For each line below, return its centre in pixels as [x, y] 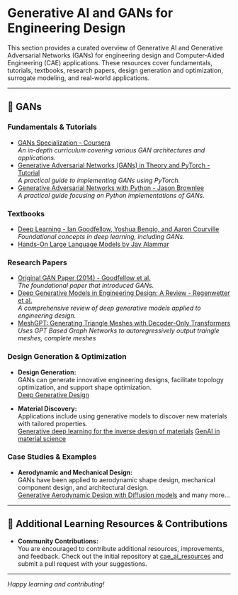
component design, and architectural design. [83, 487]
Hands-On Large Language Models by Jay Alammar [93, 244]
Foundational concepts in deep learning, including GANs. [101, 236]
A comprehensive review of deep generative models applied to [109, 308]
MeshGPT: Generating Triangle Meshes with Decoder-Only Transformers [124, 323]
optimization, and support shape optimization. [85, 387]
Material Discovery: [47, 408]
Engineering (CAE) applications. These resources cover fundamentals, [110, 62]
